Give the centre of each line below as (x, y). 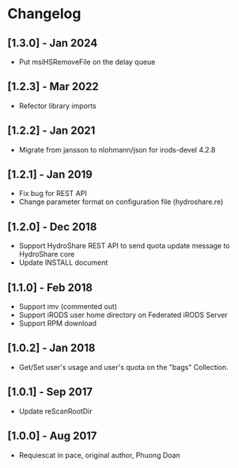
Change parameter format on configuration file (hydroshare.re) (121, 202)
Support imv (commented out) (68, 307)
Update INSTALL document (63, 262)
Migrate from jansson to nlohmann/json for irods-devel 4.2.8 (117, 149)
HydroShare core (47, 255)
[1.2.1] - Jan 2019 (50, 175)
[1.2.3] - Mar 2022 (53, 87)
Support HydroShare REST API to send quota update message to (124, 246)
